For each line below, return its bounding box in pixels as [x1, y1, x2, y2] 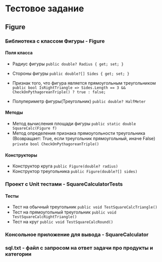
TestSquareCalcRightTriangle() [12, 214, 77, 219]
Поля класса [5, 50, 33, 56]
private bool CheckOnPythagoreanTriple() [12, 142, 99, 147]
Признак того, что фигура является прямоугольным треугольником [12, 80, 156, 86]
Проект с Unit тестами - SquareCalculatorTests [5, 181, 123, 188]
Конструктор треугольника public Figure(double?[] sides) [12, 168, 138, 174]
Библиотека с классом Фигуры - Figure [5, 38, 105, 45]
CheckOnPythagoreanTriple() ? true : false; [12, 90, 106, 95]
